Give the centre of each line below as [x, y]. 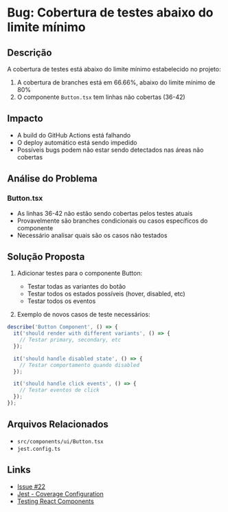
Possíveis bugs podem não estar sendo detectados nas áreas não [110, 150]
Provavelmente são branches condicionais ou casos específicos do [112, 221]
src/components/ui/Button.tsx [60, 441]
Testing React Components [55, 501]
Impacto [25, 119]
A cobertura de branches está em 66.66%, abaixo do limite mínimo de [116, 82]
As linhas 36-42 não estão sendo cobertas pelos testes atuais [105, 213]
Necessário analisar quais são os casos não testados [92, 235]
